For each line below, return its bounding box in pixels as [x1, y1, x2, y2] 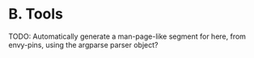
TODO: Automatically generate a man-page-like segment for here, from [8, 31, 247, 41]
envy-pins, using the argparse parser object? [8, 39, 159, 49]
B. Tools [8, 5, 63, 23]
